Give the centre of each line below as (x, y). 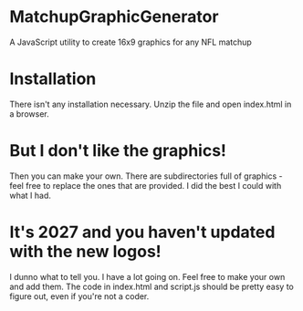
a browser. (29, 114)
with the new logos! (85, 252)
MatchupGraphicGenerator (114, 17)
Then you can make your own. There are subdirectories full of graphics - (146, 176)
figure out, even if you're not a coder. (79, 296)
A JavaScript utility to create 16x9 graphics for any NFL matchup (131, 42)
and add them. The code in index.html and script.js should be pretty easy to (151, 286)
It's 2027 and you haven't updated (142, 232)
